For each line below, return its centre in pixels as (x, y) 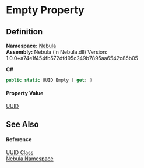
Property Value (25, 93)
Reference (19, 139)
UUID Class (20, 152)
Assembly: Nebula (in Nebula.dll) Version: (57, 52)
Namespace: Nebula (31, 45)
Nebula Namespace (30, 159)
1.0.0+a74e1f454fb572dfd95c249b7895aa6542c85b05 (72, 58)
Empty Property (45, 10)
